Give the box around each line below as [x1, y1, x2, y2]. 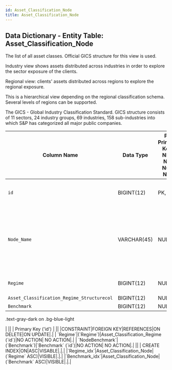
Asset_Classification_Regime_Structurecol [8, 295, 113, 301]
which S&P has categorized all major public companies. [5, 120, 122, 126]
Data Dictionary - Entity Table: [5, 31, 104, 40]
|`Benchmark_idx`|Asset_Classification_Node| [63, 353, 160, 360]
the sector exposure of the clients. [5, 68, 78, 75]
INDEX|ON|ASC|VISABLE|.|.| [5, 348, 66, 354]
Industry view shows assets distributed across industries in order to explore [5, 63, 165, 69]
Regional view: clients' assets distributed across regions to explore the [5, 78, 154, 85]
